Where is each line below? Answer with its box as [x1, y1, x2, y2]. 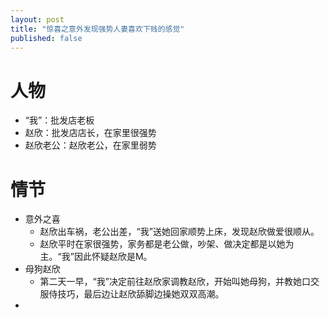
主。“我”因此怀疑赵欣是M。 [39, 251, 153, 263]
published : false [10, 33, 83, 43]
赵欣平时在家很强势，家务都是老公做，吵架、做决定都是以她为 [39, 238, 295, 250]
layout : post [10, 14, 65, 25]
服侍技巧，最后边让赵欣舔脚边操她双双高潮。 [39, 288, 225, 300]
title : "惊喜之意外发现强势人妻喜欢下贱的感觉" [10, 24, 185, 34]
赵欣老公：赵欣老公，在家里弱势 [24, 139, 157, 151]
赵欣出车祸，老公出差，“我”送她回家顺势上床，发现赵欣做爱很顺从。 [39, 226, 320, 238]
